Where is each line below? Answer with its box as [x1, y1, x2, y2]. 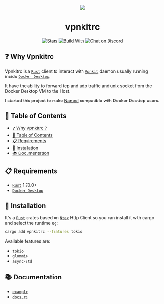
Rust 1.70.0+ [12, 182, 37, 188]
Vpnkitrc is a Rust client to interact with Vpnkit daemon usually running [5, 68, 148, 74]
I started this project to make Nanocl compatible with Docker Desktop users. [5, 98, 160, 103]
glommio [12, 254, 28, 259]
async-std [12, 259, 33, 264]
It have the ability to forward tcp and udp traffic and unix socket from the [5, 83, 152, 89]
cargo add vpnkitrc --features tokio [5, 229, 82, 234]
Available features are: [5, 238, 51, 244]
